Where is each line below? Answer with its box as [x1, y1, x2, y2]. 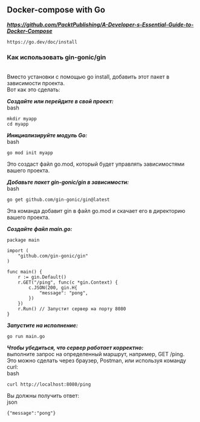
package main [7, 237, 40, 244]
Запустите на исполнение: [7, 322, 78, 329]
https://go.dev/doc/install [7, 39, 78, 45]
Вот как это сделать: [7, 86, 60, 93]
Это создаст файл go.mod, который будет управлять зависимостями [7, 160, 185, 168]
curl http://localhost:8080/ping [7, 381, 91, 388]
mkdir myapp [7, 116, 37, 122]
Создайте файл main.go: [7, 226, 73, 233]
